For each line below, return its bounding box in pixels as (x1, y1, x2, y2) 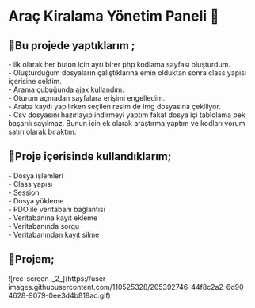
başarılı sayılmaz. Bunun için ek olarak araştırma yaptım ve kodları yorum (8, 119, 245, 127)
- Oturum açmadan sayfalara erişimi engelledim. (8, 93, 166, 102)
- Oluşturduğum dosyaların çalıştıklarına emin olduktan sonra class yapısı (8, 68, 247, 78)
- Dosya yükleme (8, 196, 64, 205)
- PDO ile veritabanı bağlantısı (8, 204, 105, 214)
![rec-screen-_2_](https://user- (8, 273, 109, 283)
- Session (8, 188, 40, 197)
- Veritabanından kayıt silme (8, 230, 100, 239)
